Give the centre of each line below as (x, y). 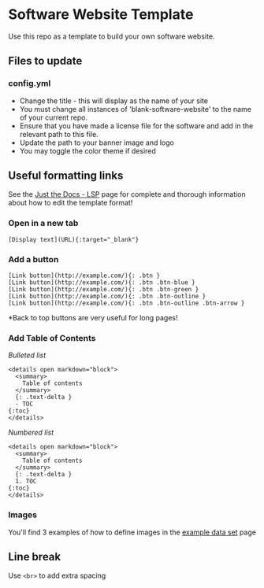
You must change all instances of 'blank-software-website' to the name (136, 109)
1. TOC (26, 482)
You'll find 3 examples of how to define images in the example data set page (132, 532)
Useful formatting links (66, 176)
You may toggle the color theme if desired (87, 150)
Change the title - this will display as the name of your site (114, 101)
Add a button (33, 259)
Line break (35, 557)
